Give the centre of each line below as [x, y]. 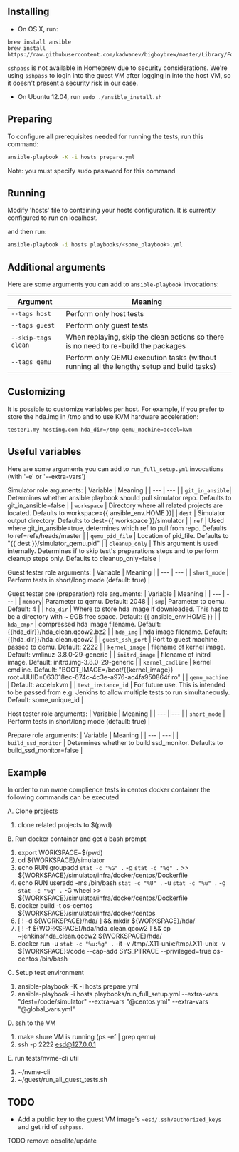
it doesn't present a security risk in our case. [73, 83]
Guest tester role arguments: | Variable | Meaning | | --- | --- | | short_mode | [118, 572]
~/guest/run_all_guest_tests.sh [63, 1080]
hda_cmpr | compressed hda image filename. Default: [84, 624]
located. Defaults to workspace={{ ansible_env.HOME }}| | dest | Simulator [117, 512]
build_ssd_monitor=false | [45, 750]
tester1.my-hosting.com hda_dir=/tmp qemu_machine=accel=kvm [100, 430]
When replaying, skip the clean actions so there [145, 337]
